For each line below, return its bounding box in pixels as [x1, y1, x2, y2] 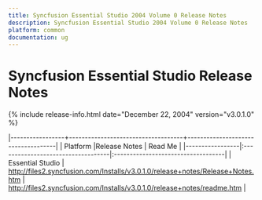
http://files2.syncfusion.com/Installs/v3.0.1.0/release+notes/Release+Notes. [8, 166, 254, 176]
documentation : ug [8, 33, 68, 42]
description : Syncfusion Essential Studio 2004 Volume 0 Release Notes [8, 19, 248, 27]
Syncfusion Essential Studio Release [8, 67, 253, 85]
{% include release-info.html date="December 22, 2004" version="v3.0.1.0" [8, 110, 255, 119]
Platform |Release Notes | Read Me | [64, 142, 183, 151]
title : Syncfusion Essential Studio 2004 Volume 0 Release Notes [8, 11, 227, 20]
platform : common [8, 26, 65, 34]
